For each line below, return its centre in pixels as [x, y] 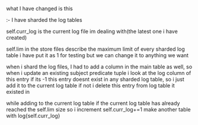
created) [17, 37]
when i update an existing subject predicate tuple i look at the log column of [99, 73]
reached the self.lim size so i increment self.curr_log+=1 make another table [98, 109]
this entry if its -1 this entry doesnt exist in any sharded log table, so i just [95, 79]
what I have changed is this [39, 9]
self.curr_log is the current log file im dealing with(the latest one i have [92, 31]
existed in [18, 92]
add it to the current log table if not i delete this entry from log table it [90, 85]
